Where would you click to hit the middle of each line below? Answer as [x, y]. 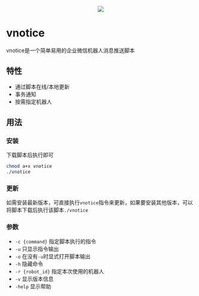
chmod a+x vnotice [29, 167]
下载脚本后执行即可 [30, 155]
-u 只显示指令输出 [37, 249]
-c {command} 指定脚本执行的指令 [55, 241]
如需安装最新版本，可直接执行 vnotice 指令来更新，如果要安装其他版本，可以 [100, 203]
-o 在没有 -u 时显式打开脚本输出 [53, 256]
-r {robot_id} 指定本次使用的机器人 [59, 271]
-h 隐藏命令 [29, 264]
